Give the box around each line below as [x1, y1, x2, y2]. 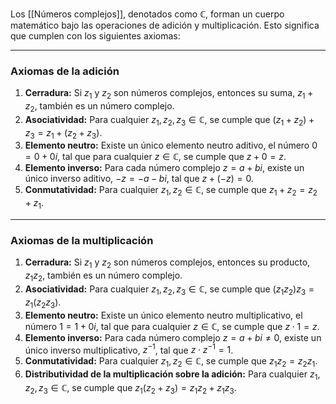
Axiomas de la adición [10, 64, 120, 78]
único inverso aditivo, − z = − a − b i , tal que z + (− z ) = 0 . [24, 173, 254, 185]
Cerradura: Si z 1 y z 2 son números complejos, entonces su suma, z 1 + [24, 87, 314, 102]
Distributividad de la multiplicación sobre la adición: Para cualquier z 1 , [24, 368, 321, 382]
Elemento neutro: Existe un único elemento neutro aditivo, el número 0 [24, 139, 318, 152]
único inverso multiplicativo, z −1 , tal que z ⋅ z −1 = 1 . [24, 342, 234, 356]
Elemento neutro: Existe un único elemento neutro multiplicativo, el [24, 309, 303, 321]
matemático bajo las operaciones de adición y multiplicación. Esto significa [10, 19, 320, 31]
